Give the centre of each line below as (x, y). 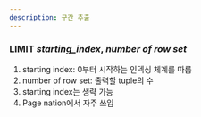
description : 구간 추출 (50, 17)
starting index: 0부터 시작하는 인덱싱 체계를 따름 (107, 69)
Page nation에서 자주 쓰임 (68, 103)
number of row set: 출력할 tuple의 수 (88, 80)
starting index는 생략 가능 (67, 91)
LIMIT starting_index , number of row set (98, 48)
